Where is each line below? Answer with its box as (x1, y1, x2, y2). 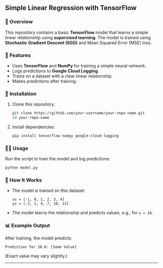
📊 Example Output (5, 222, 50, 229)
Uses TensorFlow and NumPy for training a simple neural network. (12, 63, 147, 68)
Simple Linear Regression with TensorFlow (5, 4, 137, 12)
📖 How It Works (5, 177, 42, 183)
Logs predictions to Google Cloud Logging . (12, 68, 99, 74)
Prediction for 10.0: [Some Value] (5, 244, 77, 249)
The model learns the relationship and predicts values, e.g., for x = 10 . (12, 210, 153, 216)
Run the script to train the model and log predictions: (5, 156, 111, 162)
